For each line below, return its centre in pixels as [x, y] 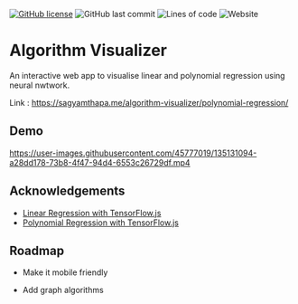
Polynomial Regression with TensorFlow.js [100, 223]
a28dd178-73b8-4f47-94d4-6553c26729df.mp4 [100, 162]
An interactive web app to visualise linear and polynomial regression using [148, 75]
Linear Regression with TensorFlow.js [92, 213]
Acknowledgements [67, 191]
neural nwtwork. [40, 85]
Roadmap [37, 250]
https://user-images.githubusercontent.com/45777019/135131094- [133, 153]
